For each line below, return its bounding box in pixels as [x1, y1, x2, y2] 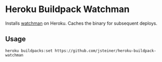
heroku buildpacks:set [5, 48, 53, 53]
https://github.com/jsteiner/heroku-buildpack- [54, 48, 156, 53]
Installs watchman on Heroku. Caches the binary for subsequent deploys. [5, 20, 157, 26]
